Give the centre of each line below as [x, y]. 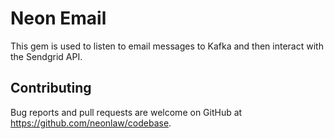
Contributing [51, 88]
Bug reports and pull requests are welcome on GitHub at [126, 112]
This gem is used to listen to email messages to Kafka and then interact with [167, 46]
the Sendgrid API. [46, 56]
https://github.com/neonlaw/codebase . [91, 123]
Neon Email [58, 18]
